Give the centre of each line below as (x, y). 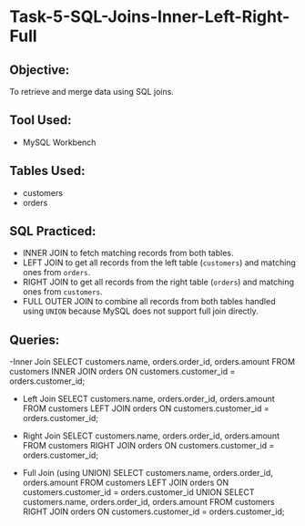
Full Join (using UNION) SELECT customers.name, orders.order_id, (147, 473)
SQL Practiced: (53, 231)
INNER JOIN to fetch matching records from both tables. (128, 253)
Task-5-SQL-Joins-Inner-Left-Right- (150, 17)
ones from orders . (56, 273)
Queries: (35, 340)
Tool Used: (41, 120)
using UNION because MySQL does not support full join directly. (140, 311)
